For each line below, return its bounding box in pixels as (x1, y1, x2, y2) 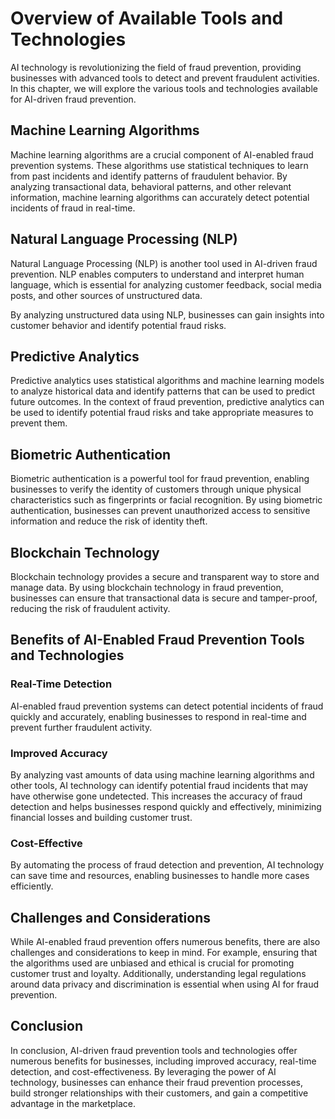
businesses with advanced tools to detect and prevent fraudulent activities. (10, 72, 320, 84)
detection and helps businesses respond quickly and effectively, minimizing (10, 800, 322, 812)
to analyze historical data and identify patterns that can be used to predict (10, 385, 316, 397)
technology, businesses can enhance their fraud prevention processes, (10, 1076, 303, 1088)
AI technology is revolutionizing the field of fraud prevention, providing (10, 61, 302, 73)
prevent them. (10, 417, 68, 429)
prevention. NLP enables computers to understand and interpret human (10, 268, 305, 280)
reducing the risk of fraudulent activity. (10, 603, 171, 614)
